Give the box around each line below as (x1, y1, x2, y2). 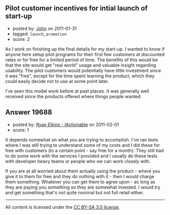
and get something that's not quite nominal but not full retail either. (5, 189, 144, 195)
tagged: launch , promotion (12, 30, 67, 37)
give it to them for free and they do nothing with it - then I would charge (5, 173, 154, 179)
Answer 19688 (5, 108, 52, 117)
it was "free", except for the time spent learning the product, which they (5, 73, 155, 79)
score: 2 (12, 36, 30, 42)
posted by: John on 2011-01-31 (12, 25, 77, 31)
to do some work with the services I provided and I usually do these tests (5, 153, 158, 159)
